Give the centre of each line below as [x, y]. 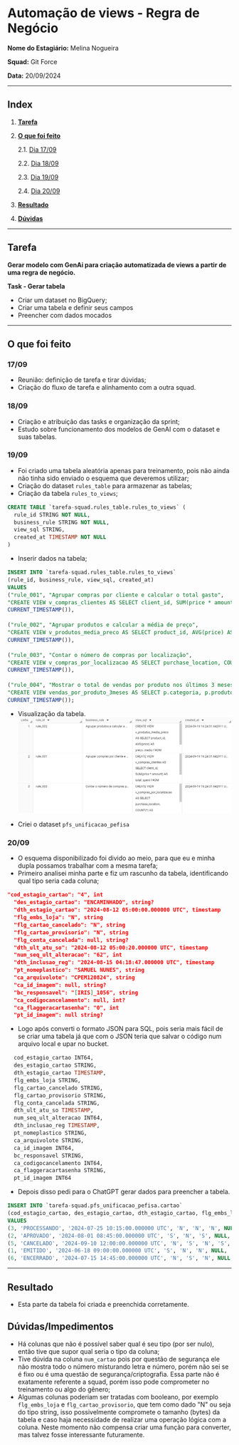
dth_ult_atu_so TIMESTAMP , [54, 1110]
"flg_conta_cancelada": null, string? [71, 940]
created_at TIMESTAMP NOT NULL [60, 537]
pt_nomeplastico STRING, [51, 1133]
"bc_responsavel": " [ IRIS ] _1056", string [76, 993]
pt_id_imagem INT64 [43, 1178]
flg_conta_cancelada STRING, [57, 1103]
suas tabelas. [37, 437]
